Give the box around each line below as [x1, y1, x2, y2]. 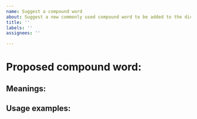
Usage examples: [6, 103, 71, 114]
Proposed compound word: [6, 61, 142, 73]
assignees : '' [6, 30, 41, 36]
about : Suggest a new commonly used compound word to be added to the [6, 14, 182, 20]
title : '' [6, 19, 30, 25]
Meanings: [6, 83, 46, 93]
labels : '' [6, 24, 33, 31]
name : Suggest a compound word [6, 8, 83, 15]
